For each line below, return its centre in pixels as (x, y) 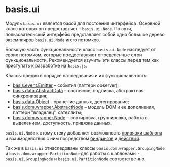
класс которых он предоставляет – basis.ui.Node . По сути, (69, 28)
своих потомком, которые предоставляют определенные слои (74, 55)
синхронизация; (30, 96)
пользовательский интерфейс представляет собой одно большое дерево (85, 34)
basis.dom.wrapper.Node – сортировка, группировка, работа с (80, 117)
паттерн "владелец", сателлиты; (47, 112)
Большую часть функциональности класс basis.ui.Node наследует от (81, 49)
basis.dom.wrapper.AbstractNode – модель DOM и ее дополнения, (84, 107)
